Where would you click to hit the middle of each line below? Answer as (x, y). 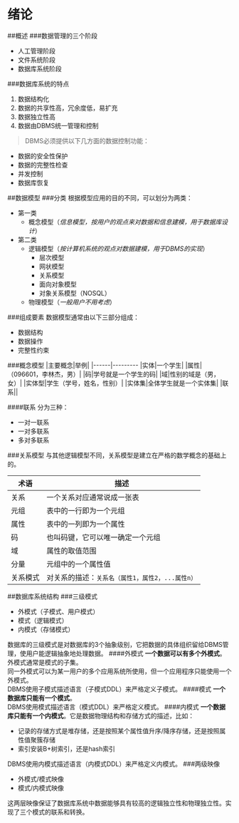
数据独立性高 (36, 117)
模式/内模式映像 (41, 787)
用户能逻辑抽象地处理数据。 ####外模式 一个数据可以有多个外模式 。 (126, 653)
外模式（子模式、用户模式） (58, 611)
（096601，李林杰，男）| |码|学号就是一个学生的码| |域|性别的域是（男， (114, 374)
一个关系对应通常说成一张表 (93, 497)
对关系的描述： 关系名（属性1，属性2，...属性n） (122, 577)
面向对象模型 (58, 284)
